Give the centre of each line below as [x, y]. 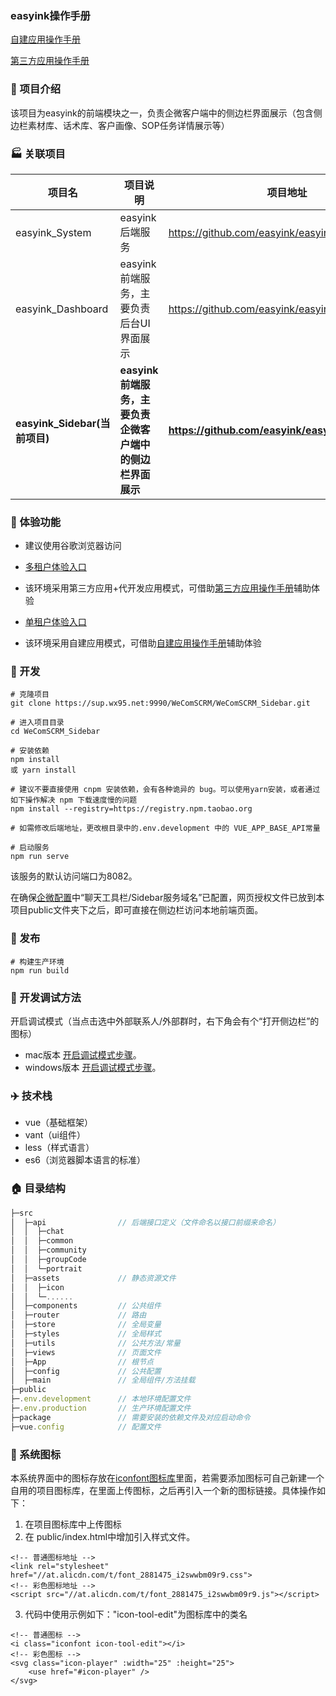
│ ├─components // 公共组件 [86, 1306]
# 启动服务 [30, 848]
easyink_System [53, 232]
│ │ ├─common [42, 1241]
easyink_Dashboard [62, 309]
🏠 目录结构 [38, 1189]
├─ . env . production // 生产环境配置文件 [101, 1408]
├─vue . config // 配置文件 [86, 1427]
